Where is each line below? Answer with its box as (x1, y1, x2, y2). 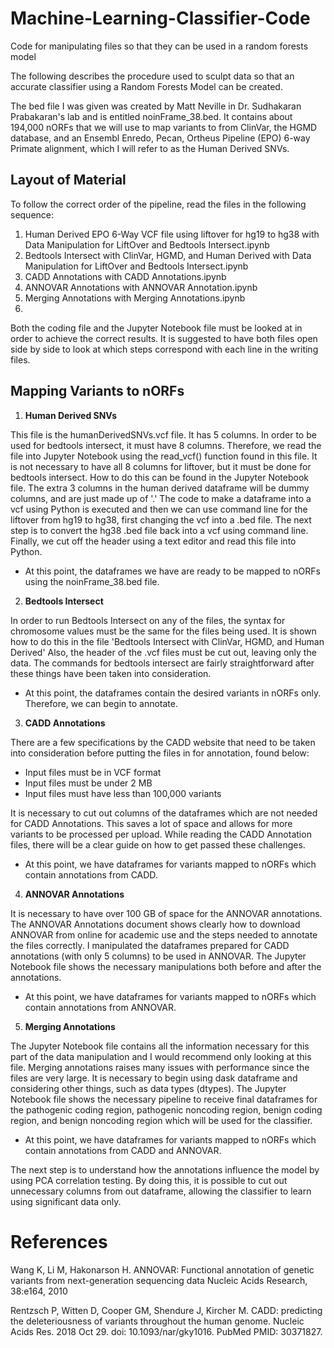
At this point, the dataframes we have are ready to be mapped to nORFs (24, 565, 321, 577)
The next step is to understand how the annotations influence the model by (10, 1163, 320, 1176)
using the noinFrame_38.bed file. (24, 575, 160, 587)
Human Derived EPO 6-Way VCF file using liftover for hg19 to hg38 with (24, 228, 320, 240)
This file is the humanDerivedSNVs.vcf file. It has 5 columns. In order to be (10, 428, 317, 441)
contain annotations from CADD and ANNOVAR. (24, 1144, 222, 1156)
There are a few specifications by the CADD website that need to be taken (10, 736, 316, 748)
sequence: (10, 208, 55, 221)
